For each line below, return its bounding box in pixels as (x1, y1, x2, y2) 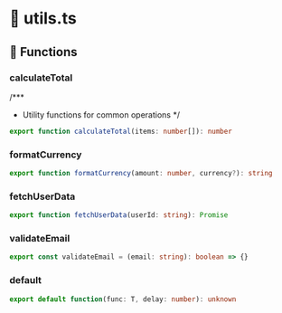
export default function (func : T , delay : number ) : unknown (9, 294, 237, 304)
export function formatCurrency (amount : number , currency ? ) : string (9, 169, 273, 178)
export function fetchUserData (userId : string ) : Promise (9, 211, 229, 220)
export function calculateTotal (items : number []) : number (9, 127, 232, 136)
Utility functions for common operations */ (22, 109, 181, 120)
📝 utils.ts (9, 8, 77, 29)
